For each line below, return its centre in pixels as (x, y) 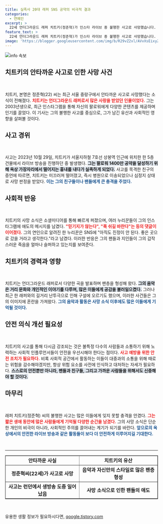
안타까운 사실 (42, 460)
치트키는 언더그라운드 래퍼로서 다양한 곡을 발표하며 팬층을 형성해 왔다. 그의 (76, 283)
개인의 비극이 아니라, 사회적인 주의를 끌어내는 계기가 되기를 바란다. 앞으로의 (81, 427)
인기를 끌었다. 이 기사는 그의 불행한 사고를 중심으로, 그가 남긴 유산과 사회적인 (77, 113)
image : (12, 41)
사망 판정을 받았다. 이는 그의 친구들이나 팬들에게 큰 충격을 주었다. (71, 181)
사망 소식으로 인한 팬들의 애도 (118, 490)
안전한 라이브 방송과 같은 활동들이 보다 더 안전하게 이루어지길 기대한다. (88, 434)
